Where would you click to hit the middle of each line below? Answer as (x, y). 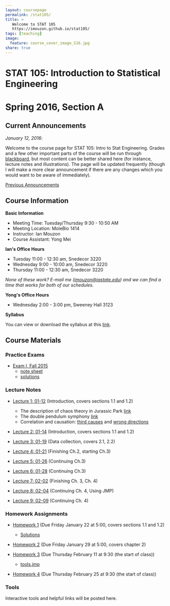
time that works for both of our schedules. (50, 285)
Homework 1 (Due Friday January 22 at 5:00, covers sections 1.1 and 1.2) (89, 525)
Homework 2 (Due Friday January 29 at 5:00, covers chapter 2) (79, 544)
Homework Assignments (36, 513)
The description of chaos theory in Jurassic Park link (76, 411)
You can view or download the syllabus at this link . (58, 324)
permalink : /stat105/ (28, 15)
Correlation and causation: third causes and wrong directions (84, 422)
